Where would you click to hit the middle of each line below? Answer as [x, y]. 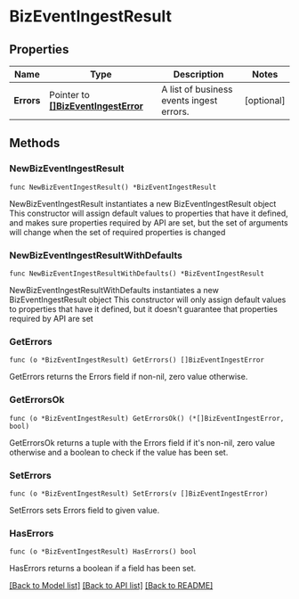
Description [198, 74]
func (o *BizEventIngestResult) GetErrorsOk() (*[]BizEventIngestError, [147, 418]
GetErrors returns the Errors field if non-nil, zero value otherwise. [129, 377]
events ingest [190, 100]
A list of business [197, 89]
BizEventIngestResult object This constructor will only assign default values [148, 299]
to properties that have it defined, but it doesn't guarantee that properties [144, 308]
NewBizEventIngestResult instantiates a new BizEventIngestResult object [143, 203]
